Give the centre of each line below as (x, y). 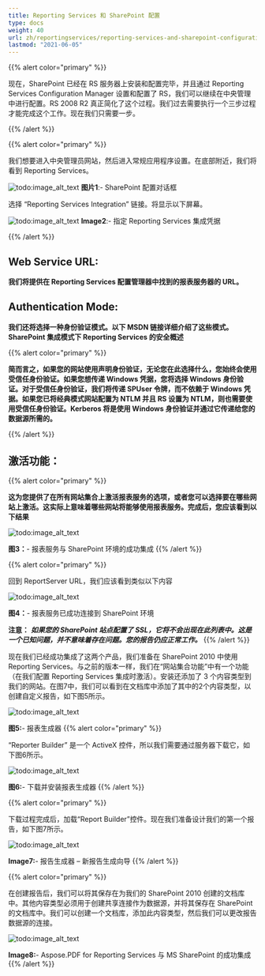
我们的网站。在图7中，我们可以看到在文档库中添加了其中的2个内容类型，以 (130, 686)
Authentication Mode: (63, 307)
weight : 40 (26, 30)
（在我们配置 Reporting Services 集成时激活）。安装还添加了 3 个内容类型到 (130, 676)
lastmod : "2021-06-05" (45, 45)
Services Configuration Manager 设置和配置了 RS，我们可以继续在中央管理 (129, 94)
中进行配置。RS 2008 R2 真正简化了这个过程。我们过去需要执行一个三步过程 (132, 104)
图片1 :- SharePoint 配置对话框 (129, 187)
